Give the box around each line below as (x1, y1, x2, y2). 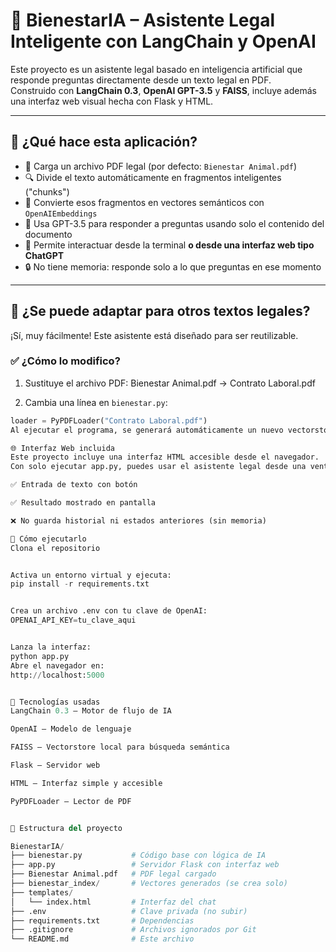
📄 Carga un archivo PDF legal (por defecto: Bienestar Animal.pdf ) (24, 160, 298, 172)
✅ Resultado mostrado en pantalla (10, 498, 156, 508)
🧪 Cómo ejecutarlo (10, 534, 87, 544)
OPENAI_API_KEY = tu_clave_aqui (10, 615, 137, 626)
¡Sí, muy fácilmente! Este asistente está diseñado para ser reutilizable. (10, 329, 299, 341)
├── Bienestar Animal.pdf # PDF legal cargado (10, 869, 217, 879)
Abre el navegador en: (10, 660, 105, 671)
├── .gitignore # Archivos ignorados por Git (10, 925, 257, 935)
